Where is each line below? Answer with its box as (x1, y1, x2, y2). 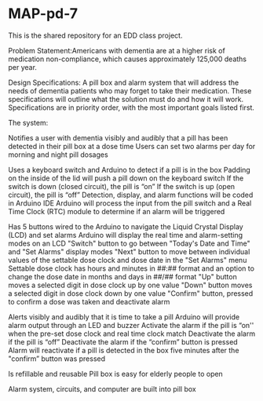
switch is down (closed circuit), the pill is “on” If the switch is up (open (8, 181, 236, 191)
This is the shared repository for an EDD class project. (8, 31, 183, 40)
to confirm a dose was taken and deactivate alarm (8, 297, 170, 306)
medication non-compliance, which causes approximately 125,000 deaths (8, 54, 247, 64)
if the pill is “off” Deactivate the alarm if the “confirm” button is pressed (8, 337, 238, 346)
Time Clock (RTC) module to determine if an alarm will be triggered (8, 206, 225, 216)
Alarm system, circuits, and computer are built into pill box (8, 384, 196, 393)
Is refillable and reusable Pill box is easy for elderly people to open (8, 369, 224, 378)
